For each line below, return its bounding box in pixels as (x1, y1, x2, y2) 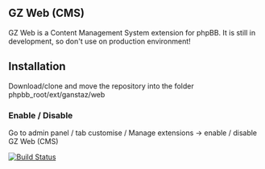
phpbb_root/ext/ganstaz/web (8, 89, 106, 99)
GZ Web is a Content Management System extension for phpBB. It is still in (8, 27, 256, 37)
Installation (8, 60, 66, 73)
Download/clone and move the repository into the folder (8, 80, 195, 91)
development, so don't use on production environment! (8, 36, 191, 46)
